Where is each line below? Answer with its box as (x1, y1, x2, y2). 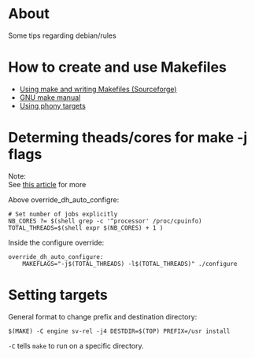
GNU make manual (19, 92, 81, 102)
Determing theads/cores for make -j (8, 129, 248, 146)
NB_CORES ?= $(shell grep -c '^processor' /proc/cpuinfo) (8, 217, 202, 225)
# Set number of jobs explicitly (8, 210, 118, 218)
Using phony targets (19, 101, 87, 110)
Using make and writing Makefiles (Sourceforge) (19, 84, 177, 94)
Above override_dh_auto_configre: (8, 194, 120, 205)
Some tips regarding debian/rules (8, 31, 116, 40)
